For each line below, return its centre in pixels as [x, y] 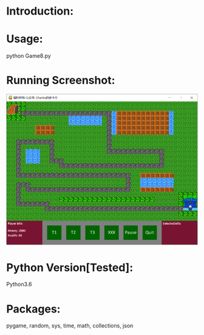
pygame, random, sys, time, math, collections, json [70, 326]
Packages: [33, 309]
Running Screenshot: [61, 81]
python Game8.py [29, 56]
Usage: [25, 39]
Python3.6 [19, 285]
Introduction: [40, 11]
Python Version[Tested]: [70, 267]
